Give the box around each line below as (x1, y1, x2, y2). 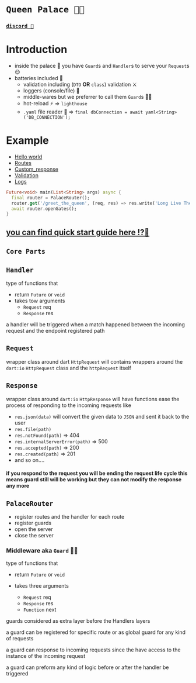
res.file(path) (14, 426, 52, 432)
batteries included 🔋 (14, 75, 63, 82)
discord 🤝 (6, 23, 34, 30)
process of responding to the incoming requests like (6, 402, 131, 409)
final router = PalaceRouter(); (11, 195, 90, 201)
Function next (23, 606, 57, 613)
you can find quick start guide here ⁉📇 (6, 227, 150, 237)
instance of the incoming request (6, 653, 86, 660)
